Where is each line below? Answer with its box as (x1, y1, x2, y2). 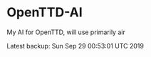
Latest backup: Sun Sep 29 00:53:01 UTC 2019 (6, 41, 144, 50)
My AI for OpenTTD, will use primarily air (6, 28, 125, 36)
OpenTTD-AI (6, 4, 83, 21)
